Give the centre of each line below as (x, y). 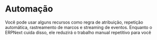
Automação (29, 9)
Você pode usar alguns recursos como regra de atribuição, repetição (74, 22)
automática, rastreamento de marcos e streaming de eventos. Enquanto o (78, 27)
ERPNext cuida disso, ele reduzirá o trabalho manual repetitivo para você (78, 32)
